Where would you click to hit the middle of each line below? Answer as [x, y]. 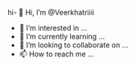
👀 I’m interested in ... [53, 28]
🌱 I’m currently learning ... [62, 37]
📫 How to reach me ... [56, 54]
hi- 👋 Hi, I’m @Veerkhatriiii [51, 12]
